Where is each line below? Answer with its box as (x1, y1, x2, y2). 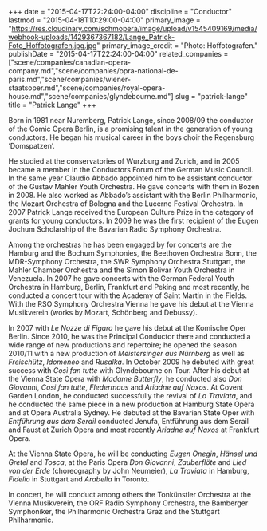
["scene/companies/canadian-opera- (8, 57, 132, 67)
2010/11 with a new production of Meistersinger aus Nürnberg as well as (8, 349, 245, 358)
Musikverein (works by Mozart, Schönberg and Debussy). (8, 307, 198, 317)
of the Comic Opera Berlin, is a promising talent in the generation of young (8, 124, 253, 133)
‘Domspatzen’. (8, 141, 55, 150)
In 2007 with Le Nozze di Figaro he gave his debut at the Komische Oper (8, 323, 247, 332)
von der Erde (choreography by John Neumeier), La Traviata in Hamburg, (8, 466, 249, 475)
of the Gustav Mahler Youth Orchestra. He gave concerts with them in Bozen (8, 182, 260, 191)
